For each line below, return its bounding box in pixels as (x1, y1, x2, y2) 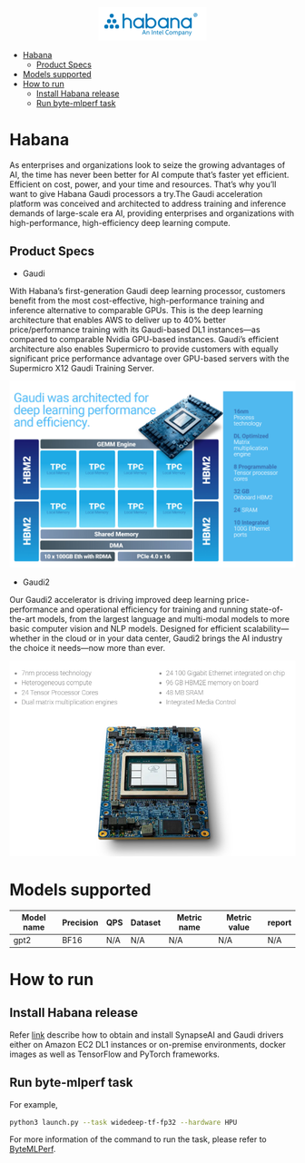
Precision (62, 917, 99, 928)
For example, (9, 1099, 59, 1109)
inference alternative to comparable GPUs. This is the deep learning (9, 304, 263, 315)
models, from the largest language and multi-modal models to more (37, 613, 290, 624)
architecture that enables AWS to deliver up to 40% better (9, 314, 227, 325)
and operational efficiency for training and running (60, 604, 248, 615)
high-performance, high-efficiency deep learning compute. (9, 217, 231, 228)
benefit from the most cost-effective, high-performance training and (9, 295, 265, 306)
